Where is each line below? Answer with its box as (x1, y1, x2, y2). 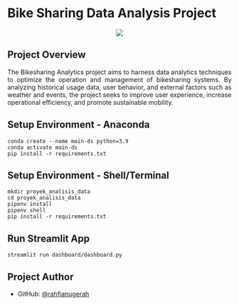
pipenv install (7, 201, 53, 208)
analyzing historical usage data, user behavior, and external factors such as (7, 83, 232, 91)
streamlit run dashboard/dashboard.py (7, 252, 122, 259)
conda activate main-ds (7, 144, 78, 151)
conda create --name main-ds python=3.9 (7, 138, 129, 145)
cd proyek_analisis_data (7, 195, 81, 202)
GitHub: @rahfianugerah (17, 290, 90, 298)
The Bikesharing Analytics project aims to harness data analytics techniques (7, 68, 232, 76)
